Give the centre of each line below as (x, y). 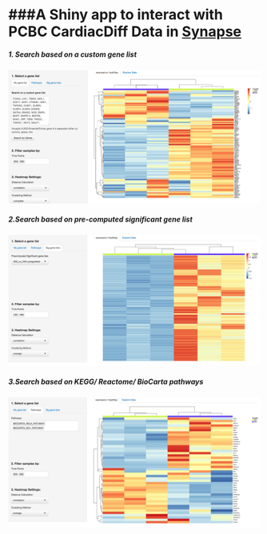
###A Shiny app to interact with (116, 15)
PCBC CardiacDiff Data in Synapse (125, 32)
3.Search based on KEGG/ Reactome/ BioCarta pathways (106, 382)
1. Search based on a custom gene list (73, 54)
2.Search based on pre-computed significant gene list (101, 219)
